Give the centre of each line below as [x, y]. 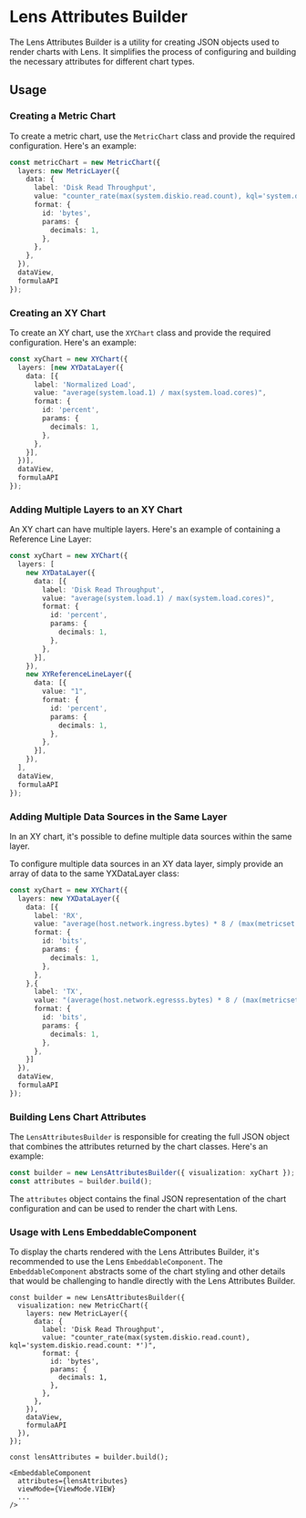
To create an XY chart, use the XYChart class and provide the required [140, 332]
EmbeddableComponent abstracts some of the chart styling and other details [148, 1271]
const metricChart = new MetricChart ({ [85, 162]
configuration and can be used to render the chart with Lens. [124, 1208]
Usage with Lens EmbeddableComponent [103, 1232]
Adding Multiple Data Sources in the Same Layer [118, 816]
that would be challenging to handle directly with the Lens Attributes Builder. [153, 1281]
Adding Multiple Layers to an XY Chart [96, 510]
